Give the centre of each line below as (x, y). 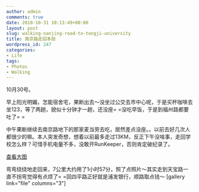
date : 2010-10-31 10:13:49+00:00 (47, 22)
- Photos (17, 66)
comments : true (25, 17)
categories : (21, 50)
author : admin (24, 12)
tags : (13, 61)
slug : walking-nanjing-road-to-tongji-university (69, 34)
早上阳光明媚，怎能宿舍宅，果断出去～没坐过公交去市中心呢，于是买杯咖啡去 (99, 102)
